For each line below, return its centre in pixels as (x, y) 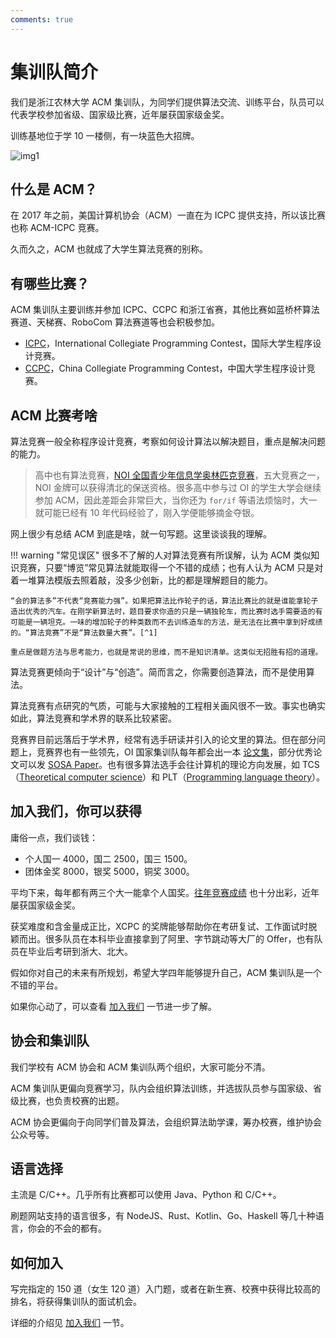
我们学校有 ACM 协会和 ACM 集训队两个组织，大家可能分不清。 (140, 1067)
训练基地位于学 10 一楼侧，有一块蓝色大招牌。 (105, 135)
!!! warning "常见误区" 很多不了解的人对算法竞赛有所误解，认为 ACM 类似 (161, 555)
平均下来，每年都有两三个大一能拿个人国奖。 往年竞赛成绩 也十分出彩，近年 (165, 892)
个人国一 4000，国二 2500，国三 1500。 (108, 858)
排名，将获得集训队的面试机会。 (76, 1302)
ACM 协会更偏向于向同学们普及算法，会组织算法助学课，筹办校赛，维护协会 (166, 1122)
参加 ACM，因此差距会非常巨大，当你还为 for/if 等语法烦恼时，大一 (176, 500)
